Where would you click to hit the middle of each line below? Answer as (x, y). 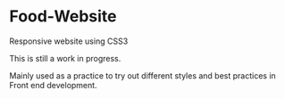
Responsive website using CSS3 (69, 41)
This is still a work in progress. (65, 58)
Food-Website (63, 16)
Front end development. (53, 85)
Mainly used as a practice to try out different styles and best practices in (143, 75)
